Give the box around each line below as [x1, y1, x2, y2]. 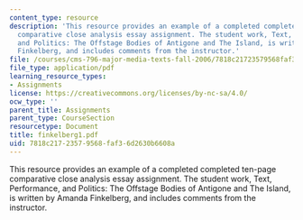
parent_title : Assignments [9, 105, 111, 115]
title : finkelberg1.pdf [9, 131, 99, 140]
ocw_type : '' [9, 96, 59, 106]
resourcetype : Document [9, 123, 99, 132]
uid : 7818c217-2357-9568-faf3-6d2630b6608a [9, 139, 176, 148]
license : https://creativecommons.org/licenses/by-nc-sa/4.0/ [9, 88, 248, 97]
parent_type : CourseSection [9, 114, 115, 123]
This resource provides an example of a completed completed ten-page [9, 163, 277, 174]
